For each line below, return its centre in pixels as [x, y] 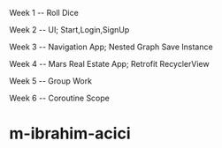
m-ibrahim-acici [70, 133]
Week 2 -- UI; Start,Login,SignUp [69, 30]
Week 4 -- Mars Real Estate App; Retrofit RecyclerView [109, 64]
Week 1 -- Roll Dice [44, 13]
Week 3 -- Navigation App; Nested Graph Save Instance [111, 47]
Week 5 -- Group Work [51, 81]
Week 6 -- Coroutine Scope [60, 98]
